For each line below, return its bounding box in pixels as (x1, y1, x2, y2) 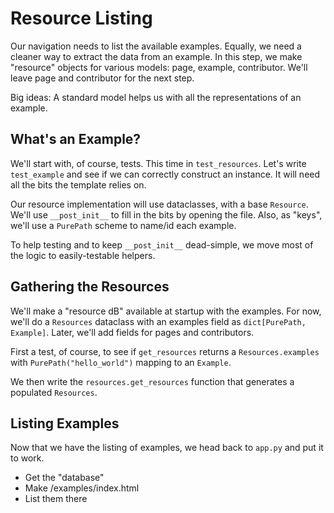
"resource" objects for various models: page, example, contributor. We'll (10, 61, 308, 73)
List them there (24, 493, 88, 505)
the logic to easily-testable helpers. (10, 249, 156, 261)
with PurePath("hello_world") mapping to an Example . (10, 356, 232, 368)
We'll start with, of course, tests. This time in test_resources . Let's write (10, 157, 307, 169)
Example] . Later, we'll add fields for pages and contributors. (10, 326, 255, 338)
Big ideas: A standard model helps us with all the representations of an (10, 91, 302, 103)
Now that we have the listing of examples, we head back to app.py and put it (10, 442, 324, 454)
